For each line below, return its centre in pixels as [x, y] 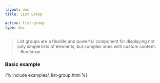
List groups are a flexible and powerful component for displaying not [86, 41]
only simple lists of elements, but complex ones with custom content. [86, 46]
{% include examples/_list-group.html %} [46, 75]
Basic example [23, 64]
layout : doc [17, 10]
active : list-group [25, 23]
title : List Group [24, 14]
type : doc [15, 27]
